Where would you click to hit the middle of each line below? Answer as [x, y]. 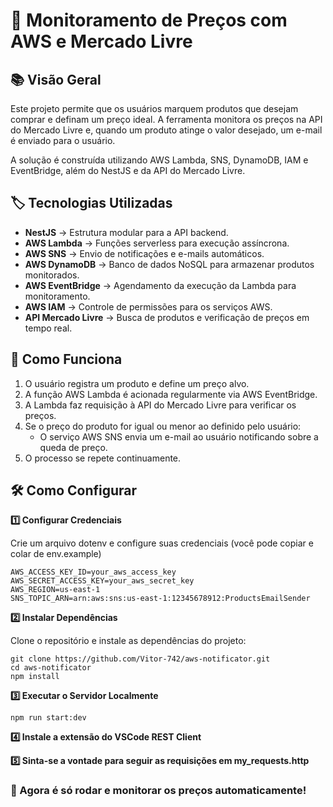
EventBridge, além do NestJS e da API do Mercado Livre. [128, 170]
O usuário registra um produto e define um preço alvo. [137, 383]
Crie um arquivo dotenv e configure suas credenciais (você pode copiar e [162, 543]
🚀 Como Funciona [66, 359]
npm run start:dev [48, 718]
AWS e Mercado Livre [101, 41]
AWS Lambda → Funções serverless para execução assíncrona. [157, 243]
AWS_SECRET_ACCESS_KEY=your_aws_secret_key [102, 581]
